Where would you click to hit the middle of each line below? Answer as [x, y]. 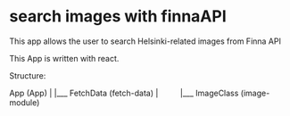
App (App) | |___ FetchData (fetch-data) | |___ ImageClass [124, 93]
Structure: [28, 75]
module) [25, 102]
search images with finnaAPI [118, 17]
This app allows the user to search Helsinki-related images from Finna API [145, 41]
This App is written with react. [64, 58]
